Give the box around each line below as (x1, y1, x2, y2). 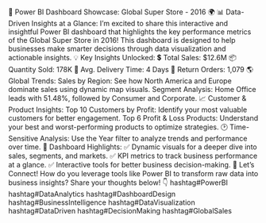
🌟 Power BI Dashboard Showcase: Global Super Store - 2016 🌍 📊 (8, 7, 225, 17)
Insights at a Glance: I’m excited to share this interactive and (31, 19, 229, 28)
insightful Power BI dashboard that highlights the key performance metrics (8, 27, 252, 37)
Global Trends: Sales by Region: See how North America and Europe (8, 76, 232, 86)
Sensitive (8, 134, 38, 143)
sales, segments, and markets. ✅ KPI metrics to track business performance (8, 151, 258, 160)
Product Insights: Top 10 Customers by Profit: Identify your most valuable (8, 105, 248, 114)
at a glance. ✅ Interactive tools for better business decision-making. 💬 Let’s (8, 160, 255, 169)
